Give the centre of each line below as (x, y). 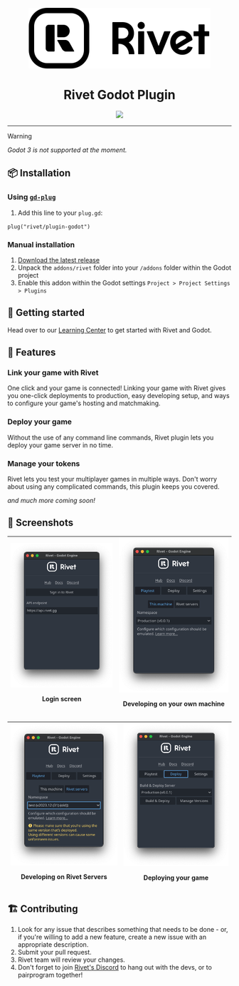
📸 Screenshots (41, 523)
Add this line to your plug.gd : (60, 213)
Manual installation (41, 245)
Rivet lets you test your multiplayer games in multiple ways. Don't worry (112, 479)
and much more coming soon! (52, 501)
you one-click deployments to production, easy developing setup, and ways (118, 396)
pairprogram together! (50, 975)
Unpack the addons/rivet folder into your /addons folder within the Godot (124, 268)
